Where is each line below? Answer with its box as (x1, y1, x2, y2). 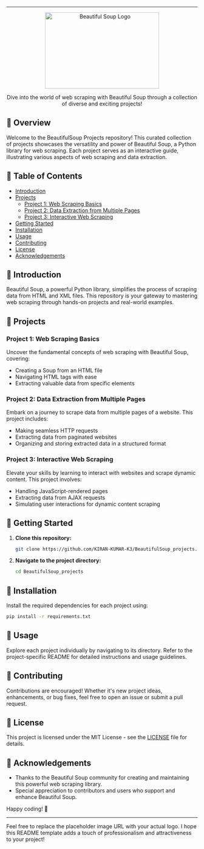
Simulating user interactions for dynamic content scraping (15, 500, 161, 508)
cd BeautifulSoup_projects (15, 569, 84, 575)
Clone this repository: (15, 534, 72, 541)
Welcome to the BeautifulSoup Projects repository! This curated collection (6, 133, 192, 141)
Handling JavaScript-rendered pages (15, 487, 108, 494)
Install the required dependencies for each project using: (6, 602, 149, 609)
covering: (6, 355, 30, 363)
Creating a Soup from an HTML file (15, 367, 103, 374)
